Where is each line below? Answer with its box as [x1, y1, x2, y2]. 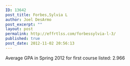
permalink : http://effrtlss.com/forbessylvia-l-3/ [5, 31, 116, 36]
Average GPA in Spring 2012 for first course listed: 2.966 [5, 55, 125, 61]
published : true [5, 36, 40, 41]
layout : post [5, 27, 33, 32]
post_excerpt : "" [5, 21, 43, 27]
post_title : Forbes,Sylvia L [5, 12, 68, 17]
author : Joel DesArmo [5, 17, 52, 22]
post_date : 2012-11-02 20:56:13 [5, 41, 75, 46]
